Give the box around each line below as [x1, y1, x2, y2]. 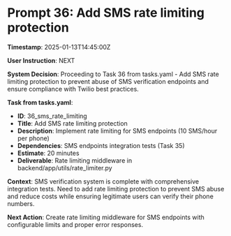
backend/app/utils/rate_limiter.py [17, 163, 113, 172]
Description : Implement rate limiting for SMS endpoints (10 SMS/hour [17, 126, 218, 135]
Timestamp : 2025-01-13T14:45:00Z [7, 43, 111, 51]
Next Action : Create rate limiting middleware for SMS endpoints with [7, 213, 204, 221]
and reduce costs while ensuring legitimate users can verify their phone [7, 192, 214, 200]
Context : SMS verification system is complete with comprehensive [7, 177, 200, 186]
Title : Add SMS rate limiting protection [17, 119, 128, 127]
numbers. [7, 199, 35, 207]
